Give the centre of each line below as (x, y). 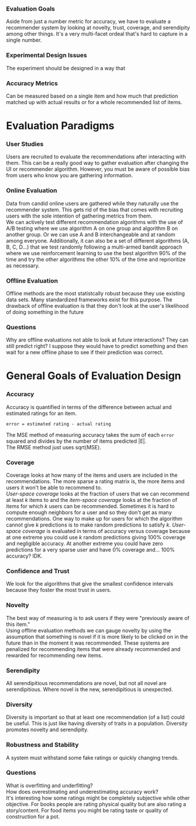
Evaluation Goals (31, 9)
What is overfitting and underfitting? (50, 785)
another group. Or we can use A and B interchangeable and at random (91, 234)
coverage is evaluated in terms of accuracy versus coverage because (106, 531)
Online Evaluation (32, 191)
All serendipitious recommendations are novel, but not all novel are (86, 683)
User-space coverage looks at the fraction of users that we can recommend (98, 494)
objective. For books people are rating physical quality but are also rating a (96, 804)
